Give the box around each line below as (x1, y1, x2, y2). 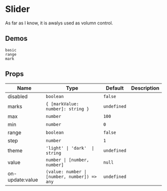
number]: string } (45, 106, 89, 111)
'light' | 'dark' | (45, 145, 94, 151)
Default (106, 85, 124, 92)
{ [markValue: (45, 101, 80, 106)
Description (131, 85, 160, 92)
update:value (7, 176, 38, 183)
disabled (7, 93, 28, 100)
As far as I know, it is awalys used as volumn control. (5, 20, 113, 26)
